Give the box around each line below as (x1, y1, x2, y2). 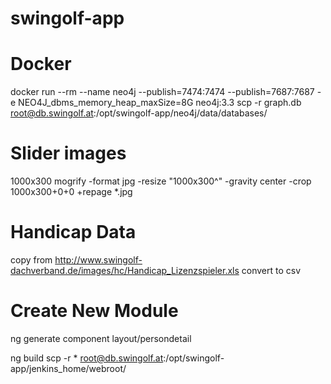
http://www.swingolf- (54, 254, 143, 266)
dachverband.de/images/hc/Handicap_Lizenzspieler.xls (10, 265, 240, 276)
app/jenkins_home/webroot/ (10, 362, 127, 374)
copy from (10, 254, 53, 266)
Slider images (10, 142, 127, 165)
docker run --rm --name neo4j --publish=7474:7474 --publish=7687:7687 (10, 86, 315, 98)
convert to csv (241, 265, 302, 276)
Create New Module (10, 300, 179, 322)
